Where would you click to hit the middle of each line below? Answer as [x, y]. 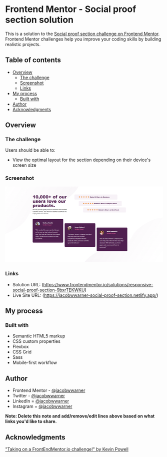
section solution [39, 20]
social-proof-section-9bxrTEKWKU [48, 290]
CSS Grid [22, 352]
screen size [24, 165]
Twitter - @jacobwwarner [39, 396]
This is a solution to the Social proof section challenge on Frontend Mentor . [82, 34]
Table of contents [33, 60]
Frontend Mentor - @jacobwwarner [49, 390]
